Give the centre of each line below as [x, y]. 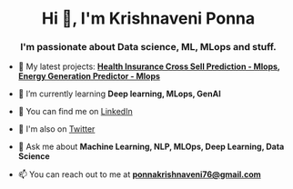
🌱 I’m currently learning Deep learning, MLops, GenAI [119, 94]
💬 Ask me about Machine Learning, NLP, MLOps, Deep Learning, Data [151, 147]
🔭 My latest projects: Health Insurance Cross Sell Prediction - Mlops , [149, 66]
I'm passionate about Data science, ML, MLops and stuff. [148, 47]
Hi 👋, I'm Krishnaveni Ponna [148, 19]
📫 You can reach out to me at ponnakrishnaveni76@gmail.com [139, 174]
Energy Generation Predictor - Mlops [89, 76]
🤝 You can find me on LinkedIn [76, 112]
